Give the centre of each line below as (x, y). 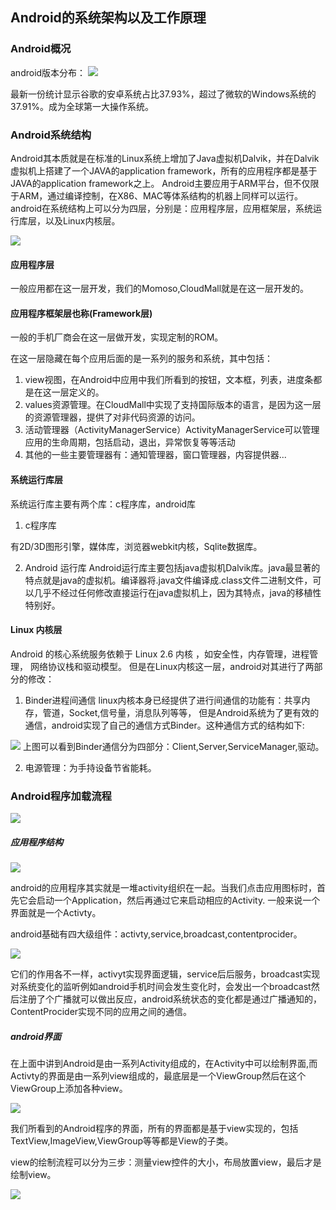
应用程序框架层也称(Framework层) (81, 313)
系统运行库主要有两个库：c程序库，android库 (103, 504)
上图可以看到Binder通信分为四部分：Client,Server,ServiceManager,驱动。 (173, 746)
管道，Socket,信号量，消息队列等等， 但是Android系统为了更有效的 (181, 712)
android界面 (36, 1036)
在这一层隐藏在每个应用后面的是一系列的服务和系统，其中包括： (141, 359)
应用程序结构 (36, 842)
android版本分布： (48, 72)
